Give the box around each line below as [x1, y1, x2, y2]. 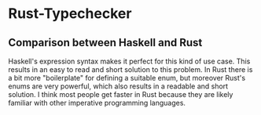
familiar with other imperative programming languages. [8, 99, 186, 107]
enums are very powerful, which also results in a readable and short [8, 81, 229, 91]
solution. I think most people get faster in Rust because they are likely [8, 90, 233, 99]
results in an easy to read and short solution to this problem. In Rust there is [8, 65, 253, 74]
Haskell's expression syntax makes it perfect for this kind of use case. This [8, 56, 251, 66]
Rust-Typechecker [8, 5, 132, 23]
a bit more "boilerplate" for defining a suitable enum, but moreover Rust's [8, 74, 246, 82]
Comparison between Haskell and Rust [8, 36, 203, 49]
